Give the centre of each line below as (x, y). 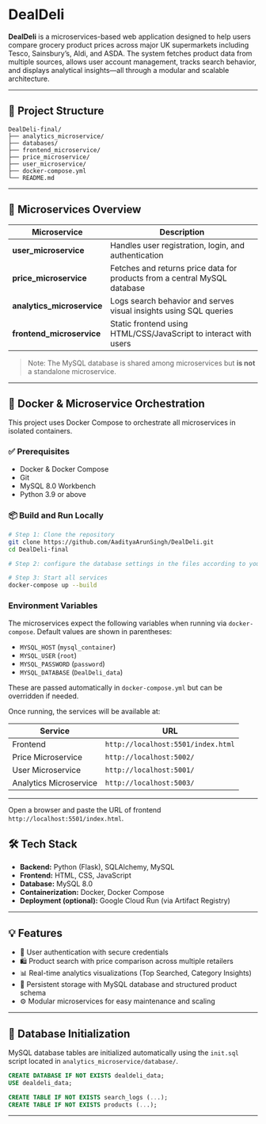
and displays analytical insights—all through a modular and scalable (119, 70)
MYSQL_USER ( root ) (48, 655)
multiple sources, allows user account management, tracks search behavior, (133, 62)
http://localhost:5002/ (150, 757)
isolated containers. (40, 431)
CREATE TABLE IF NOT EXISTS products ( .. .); (83, 1105)
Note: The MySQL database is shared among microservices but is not (141, 363)
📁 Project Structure (56, 111)
